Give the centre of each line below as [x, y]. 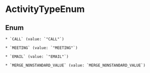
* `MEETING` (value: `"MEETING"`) [42, 48]
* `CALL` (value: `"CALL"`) [35, 39]
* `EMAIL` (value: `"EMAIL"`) [37, 56]
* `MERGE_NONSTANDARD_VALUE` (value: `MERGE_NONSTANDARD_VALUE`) [75, 65]
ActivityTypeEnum [45, 9]
